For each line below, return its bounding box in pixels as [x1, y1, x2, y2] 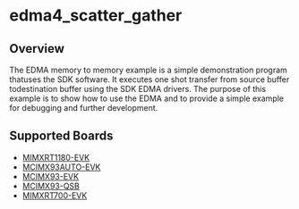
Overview [9, 41, 65, 56]
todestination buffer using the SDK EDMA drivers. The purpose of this [9, 84, 267, 94]
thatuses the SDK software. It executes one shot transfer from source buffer [9, 74, 290, 85]
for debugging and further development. [9, 103, 158, 113]
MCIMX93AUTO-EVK [21, 162, 101, 172]
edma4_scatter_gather [9, 5, 183, 26]
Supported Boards [9, 129, 114, 144]
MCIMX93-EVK [21, 171, 79, 181]
